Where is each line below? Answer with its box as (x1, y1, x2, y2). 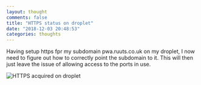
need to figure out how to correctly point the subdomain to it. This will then (6, 54, 193, 61)
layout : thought (6, 8, 47, 15)
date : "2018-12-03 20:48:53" (6, 25, 80, 32)
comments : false (6, 14, 47, 20)
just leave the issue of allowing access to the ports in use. (6, 61, 151, 68)
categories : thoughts (6, 31, 61, 37)
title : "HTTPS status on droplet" (6, 20, 94, 26)
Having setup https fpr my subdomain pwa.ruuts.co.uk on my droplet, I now (6, 48, 196, 55)
